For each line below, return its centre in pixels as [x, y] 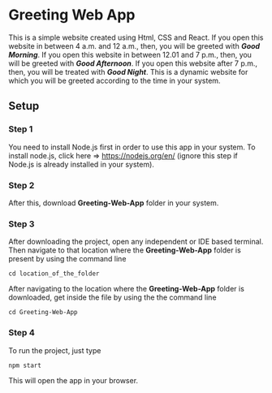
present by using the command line [67, 259]
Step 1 [21, 129]
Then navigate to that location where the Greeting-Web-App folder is [125, 250]
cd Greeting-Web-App [43, 313]
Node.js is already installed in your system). [81, 164]
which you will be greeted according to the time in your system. [114, 80]
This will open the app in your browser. [73, 380]
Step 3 [22, 223]
